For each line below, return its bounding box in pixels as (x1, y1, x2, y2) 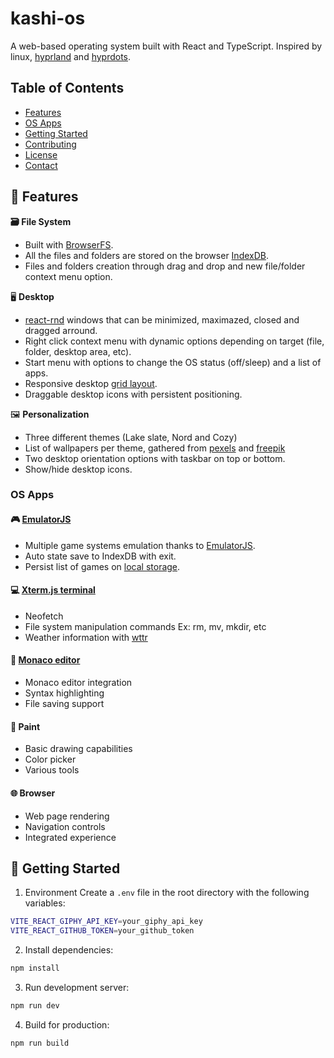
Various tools (24, 764, 80, 776)
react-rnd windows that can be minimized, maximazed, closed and (24, 313, 300, 326)
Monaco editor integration (24, 677, 133, 689)
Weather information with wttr (24, 631, 148, 643)
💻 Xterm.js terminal (10, 584, 96, 596)
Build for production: (24, 1018, 110, 1031)
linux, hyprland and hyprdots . (10, 50, 132, 62)
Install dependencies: (24, 944, 114, 956)
